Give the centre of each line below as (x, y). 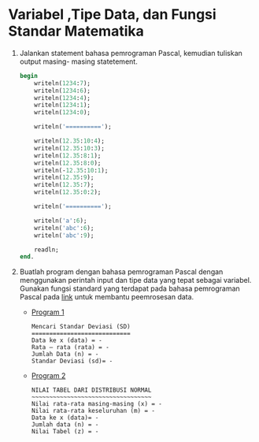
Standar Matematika (76, 31)
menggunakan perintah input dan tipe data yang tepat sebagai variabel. (135, 280)
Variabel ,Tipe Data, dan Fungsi (112, 15)
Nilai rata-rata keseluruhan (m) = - (93, 411)
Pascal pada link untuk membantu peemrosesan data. (107, 297)
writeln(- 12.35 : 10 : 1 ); (71, 170)
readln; (46, 250)
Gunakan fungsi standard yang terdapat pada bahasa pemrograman (129, 288)
